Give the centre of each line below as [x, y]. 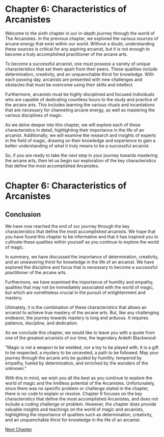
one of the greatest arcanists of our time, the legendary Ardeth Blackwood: [81, 338]
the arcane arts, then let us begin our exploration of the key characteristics [81, 160]
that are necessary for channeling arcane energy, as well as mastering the [80, 110]
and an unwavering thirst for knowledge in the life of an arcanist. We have [80, 262]
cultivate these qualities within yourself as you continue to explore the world [82, 242]
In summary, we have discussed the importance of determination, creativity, [82, 256]
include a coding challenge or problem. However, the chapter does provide [81, 404]
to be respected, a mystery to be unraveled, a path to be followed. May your [82, 352]
